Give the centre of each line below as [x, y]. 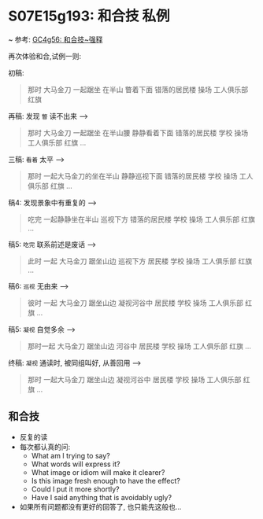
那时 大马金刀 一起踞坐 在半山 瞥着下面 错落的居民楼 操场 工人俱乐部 [138, 89]
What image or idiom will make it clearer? [98, 472]
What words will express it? [76, 464]
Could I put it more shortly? [75, 489]
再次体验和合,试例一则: [45, 56]
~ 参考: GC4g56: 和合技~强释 [56, 39]
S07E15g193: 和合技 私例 [89, 16]
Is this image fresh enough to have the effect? [106, 480]
